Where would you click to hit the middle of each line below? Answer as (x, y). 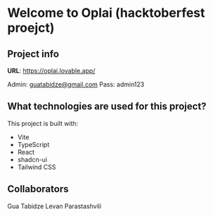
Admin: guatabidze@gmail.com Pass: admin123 (76, 84)
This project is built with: (43, 123)
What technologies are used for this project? (107, 107)
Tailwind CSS (37, 167)
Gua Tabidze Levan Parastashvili (54, 206)
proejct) (31, 28)
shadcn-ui (32, 159)
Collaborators (38, 189)
